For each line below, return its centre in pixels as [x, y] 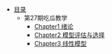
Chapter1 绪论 [54, 26]
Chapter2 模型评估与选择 [69, 35]
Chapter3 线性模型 [60, 43]
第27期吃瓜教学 [46, 18]
